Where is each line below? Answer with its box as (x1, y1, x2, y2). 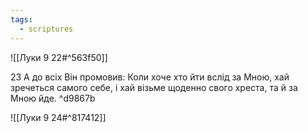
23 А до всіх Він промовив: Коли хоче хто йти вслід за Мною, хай (10, 71, 290, 83)
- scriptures (19, 24, 74, 34)
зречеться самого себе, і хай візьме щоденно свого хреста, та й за (10, 81, 298, 93)
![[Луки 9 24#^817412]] (10, 111, 107, 123)
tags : (10, 14, 33, 25)
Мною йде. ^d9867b (10, 92, 96, 104)
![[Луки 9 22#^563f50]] (10, 51, 108, 63)
